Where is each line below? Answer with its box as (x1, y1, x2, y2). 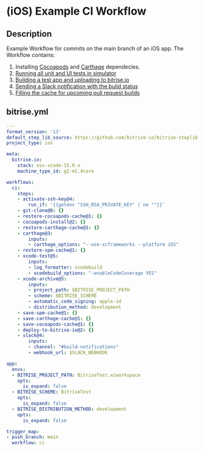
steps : (17, 191, 34, 197)
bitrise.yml (6, 107, 49, 117)
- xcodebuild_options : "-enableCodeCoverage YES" (28, 270, 157, 276)
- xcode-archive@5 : (17, 276, 67, 282)
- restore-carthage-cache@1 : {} (17, 224, 100, 230)
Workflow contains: (6, 51, 56, 59)
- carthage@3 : (17, 230, 53, 237)
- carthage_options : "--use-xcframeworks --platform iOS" (28, 241, 179, 248)
